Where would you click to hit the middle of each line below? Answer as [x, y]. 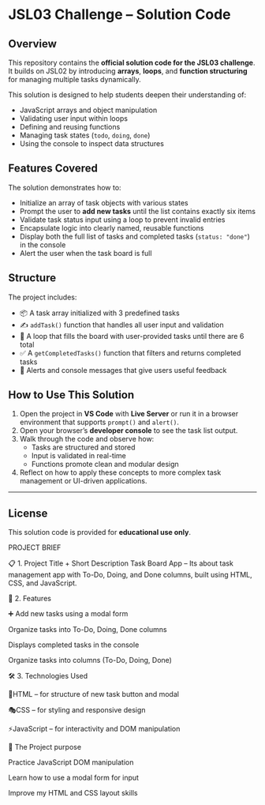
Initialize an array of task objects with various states [104, 202]
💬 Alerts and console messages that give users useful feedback [123, 370]
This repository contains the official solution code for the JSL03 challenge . [132, 62]
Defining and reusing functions [70, 127]
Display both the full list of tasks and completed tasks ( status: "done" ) [135, 236]
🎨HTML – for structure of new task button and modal [94, 694]
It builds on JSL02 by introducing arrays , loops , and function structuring [128, 71]
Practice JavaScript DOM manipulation [71, 762]
